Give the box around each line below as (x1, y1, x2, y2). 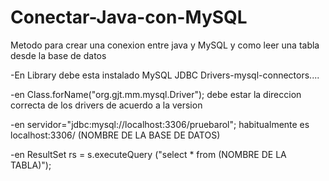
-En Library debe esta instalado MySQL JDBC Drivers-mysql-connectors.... (10, 69, 320, 81)
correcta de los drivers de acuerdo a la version (10, 99, 203, 111)
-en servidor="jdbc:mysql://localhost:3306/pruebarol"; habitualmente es (10, 118, 310, 130)
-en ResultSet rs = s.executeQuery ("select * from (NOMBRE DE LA (10, 148, 287, 160)
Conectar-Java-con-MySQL (10, 6, 248, 29)
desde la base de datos (10, 49, 107, 61)
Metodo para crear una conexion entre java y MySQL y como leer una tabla (10, 39, 320, 51)
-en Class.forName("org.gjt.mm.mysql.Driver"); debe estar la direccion (10, 88, 302, 100)
